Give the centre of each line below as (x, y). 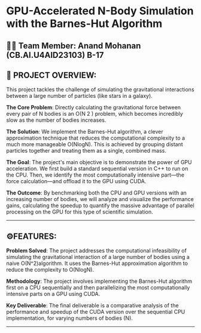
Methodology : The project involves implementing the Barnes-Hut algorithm (99, 281)
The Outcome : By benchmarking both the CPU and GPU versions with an (97, 193)
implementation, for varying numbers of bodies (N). (70, 318)
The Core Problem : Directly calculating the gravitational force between (94, 107)
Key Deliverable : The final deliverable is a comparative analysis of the (92, 306)
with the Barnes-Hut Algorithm (84, 24)
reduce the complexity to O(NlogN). (50, 270)
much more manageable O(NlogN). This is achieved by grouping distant (95, 144)
